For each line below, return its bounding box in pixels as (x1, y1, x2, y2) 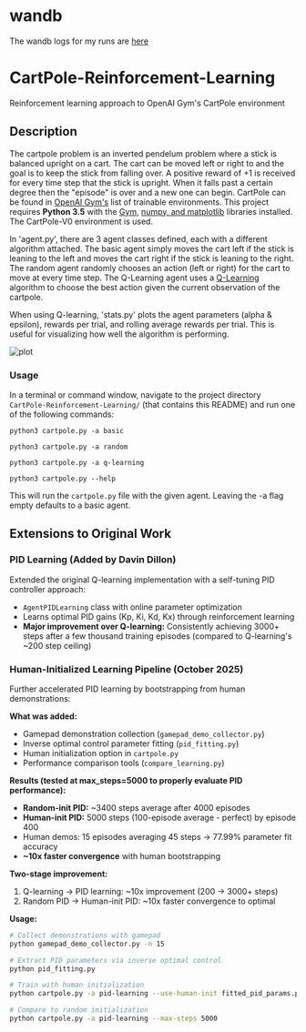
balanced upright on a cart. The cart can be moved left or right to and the (9, 157, 285, 168)
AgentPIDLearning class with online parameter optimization (22, 602, 243, 612)
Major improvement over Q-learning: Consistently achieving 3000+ (22, 621, 280, 632)
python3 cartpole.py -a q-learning (9, 458, 145, 467)
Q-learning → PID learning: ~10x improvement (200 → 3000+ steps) (22, 885, 279, 896)
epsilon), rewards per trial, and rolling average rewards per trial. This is (9, 319, 275, 329)
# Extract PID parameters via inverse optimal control (9, 956, 222, 965)
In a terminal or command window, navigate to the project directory (9, 389, 261, 400)
